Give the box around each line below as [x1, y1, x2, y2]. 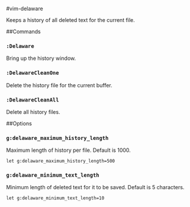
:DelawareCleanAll [6, 96, 59, 103]
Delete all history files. [6, 108, 60, 115]
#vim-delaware [6, 5, 43, 12]
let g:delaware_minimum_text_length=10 [6, 195, 105, 201]
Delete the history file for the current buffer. [6, 81, 112, 88]
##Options [6, 120, 33, 127]
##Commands [6, 28, 41, 35]
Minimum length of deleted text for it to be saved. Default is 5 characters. [6, 184, 185, 191]
